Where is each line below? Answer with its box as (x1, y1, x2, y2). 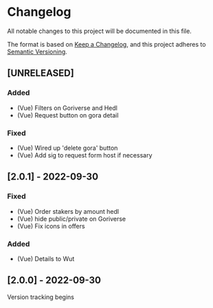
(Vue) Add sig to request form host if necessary (16, 151, 153, 159)
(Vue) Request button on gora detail (16, 111, 119, 119)
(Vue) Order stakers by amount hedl (16, 207, 119, 215)
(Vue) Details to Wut (16, 254, 75, 263)
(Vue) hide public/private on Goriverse (16, 214, 126, 223)
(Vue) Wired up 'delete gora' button (16, 144, 118, 152)
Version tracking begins (7, 293, 74, 301)
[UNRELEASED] (7, 67, 74, 79)
